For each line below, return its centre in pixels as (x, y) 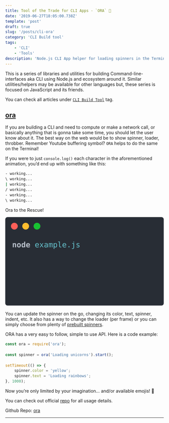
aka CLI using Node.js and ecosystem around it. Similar (84, 79)
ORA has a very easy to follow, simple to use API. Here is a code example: (82, 334)
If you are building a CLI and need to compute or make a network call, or (80, 127)
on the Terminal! (22, 149)
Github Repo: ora (23, 410)
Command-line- (127, 74)
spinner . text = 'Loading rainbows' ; (53, 376)
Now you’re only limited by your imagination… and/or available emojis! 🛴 (80, 391)
